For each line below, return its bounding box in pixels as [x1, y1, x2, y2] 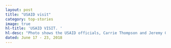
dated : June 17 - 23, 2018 [5, 35, 63, 40]
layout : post [5, 7, 33, 12]
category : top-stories [5, 16, 53, 21]
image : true [5, 21, 31, 26]
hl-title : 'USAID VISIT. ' [5, 26, 63, 31]
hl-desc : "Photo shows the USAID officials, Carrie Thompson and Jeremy [5, 30, 163, 35]
